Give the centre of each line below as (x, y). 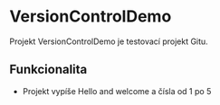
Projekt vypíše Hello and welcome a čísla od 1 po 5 (117, 91)
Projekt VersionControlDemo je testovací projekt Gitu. (109, 41)
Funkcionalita (48, 70)
